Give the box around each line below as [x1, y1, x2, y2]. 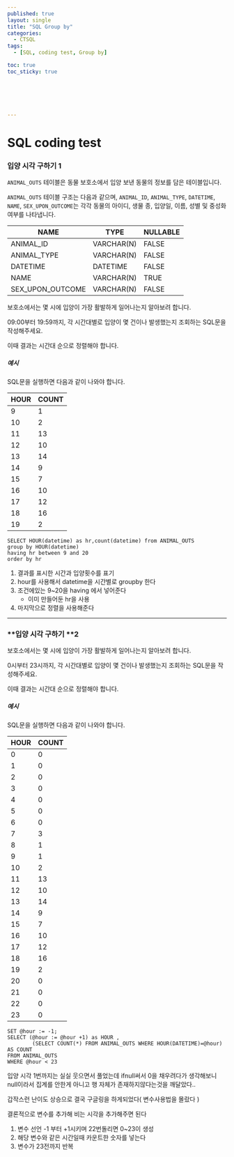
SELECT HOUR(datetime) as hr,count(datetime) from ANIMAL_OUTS [7, 537, 195, 544]
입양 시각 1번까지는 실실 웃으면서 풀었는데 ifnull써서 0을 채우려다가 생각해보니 [7, 1071, 217, 1080]
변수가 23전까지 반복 [17, 1142, 74, 1151]
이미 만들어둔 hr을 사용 [27, 595, 90, 604]
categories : [7, 29, 42, 37]
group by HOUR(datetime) [7, 544, 79, 551]
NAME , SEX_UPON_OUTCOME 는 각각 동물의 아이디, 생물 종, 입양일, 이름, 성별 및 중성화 [7, 201, 226, 210]
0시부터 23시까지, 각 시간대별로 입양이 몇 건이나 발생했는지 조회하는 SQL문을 [7, 661, 217, 670]
